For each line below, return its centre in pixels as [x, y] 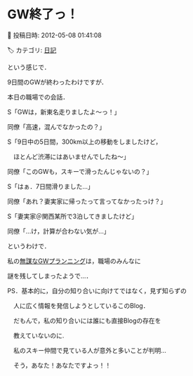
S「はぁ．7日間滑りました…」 [51, 186]
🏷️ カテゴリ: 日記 [32, 50]
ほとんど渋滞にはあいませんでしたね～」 [71, 156]
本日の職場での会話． [38, 97]
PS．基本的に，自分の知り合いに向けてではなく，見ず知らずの [97, 290]
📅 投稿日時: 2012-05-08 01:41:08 [54, 35]
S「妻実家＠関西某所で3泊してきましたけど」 [73, 216]
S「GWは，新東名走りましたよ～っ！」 [64, 112]
